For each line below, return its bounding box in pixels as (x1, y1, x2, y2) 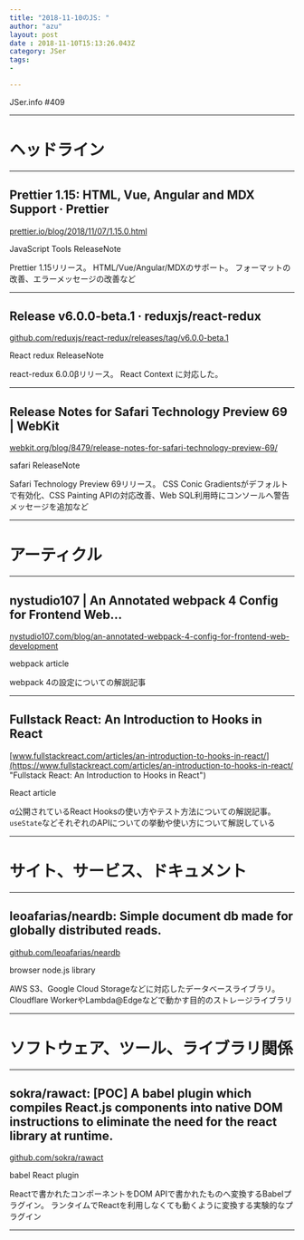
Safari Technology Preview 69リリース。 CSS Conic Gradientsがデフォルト (9, 479, 289, 489)
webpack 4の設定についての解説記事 (9, 677, 147, 687)
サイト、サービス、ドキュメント (9, 861, 247, 881)
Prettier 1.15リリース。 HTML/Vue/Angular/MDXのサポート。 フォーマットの (9, 262, 291, 273)
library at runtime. (9, 1128, 114, 1143)
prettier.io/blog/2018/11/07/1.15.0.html (9, 226, 147, 237)
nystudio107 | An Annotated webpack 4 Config (9, 593, 279, 608)
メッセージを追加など (9, 501, 89, 512)
